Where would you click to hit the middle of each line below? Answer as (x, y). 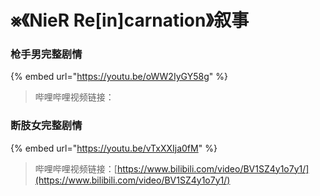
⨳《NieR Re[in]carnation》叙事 (130, 20)
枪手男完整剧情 (46, 54)
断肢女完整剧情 (46, 126)
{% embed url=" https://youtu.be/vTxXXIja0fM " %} (114, 148)
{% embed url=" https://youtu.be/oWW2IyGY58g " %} (119, 77)
